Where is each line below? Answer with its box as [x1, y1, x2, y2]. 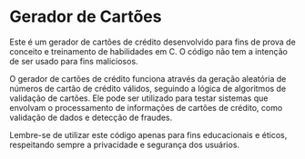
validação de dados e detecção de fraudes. [9, 112, 173, 123]
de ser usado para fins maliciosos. [9, 55, 138, 66]
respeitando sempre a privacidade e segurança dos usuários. [9, 139, 239, 150]
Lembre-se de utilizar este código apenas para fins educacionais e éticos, [9, 129, 288, 140]
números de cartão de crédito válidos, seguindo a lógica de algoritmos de [9, 83, 287, 94]
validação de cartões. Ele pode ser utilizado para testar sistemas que [9, 93, 269, 104]
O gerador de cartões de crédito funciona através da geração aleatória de [9, 73, 287, 84]
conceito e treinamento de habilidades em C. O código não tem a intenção [9, 45, 289, 56]
